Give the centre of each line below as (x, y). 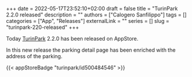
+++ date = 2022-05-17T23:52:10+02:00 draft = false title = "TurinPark (92, 9)
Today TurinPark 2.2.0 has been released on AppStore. (72, 38)
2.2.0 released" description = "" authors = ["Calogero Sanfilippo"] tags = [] (97, 15)
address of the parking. (34, 56)
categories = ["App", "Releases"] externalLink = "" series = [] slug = (88, 21)
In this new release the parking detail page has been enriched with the (91, 50)
